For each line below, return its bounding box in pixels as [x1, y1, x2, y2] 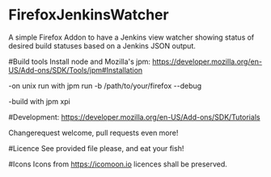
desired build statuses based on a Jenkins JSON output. [8, 40, 197, 50]
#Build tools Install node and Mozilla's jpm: [8, 57, 151, 66]
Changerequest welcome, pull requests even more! [8, 128, 179, 137]
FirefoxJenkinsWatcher [8, 6, 169, 24]
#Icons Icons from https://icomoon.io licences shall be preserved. [8, 159, 228, 169]
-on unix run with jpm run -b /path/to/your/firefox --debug [8, 81, 202, 91]
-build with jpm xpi [8, 96, 70, 106]
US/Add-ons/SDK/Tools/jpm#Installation [8, 65, 143, 74]
